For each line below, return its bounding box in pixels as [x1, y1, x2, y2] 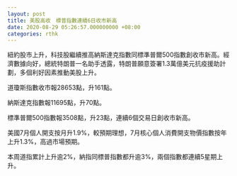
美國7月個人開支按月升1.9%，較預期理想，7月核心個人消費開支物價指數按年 [7, 128, 227, 137]
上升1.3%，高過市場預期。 [7, 138, 83, 146]
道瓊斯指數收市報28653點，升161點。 [7, 83, 116, 92]
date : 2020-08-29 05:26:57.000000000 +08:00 [7, 23, 141, 31]
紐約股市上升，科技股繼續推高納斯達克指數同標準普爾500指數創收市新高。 [7, 50, 224, 59]
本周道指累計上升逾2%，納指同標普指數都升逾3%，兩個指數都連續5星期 [7, 153, 217, 161]
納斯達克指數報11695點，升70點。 [7, 99, 106, 107]
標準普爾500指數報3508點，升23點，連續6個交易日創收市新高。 [7, 114, 195, 122]
